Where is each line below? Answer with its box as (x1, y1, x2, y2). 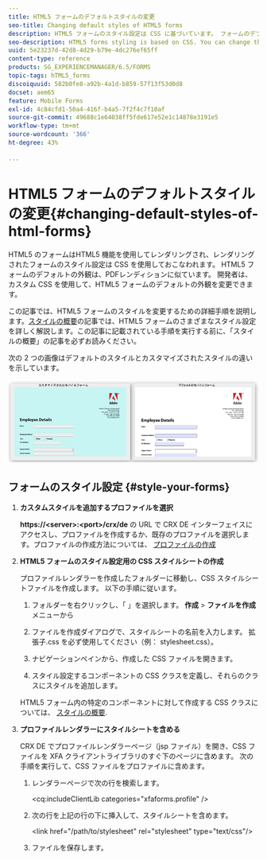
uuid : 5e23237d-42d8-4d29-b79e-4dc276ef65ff (8, 46, 158, 55)
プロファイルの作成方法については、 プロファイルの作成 (33, 539, 216, 549)
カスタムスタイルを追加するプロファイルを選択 (19, 502, 173, 512)
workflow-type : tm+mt (8, 122, 80, 130)
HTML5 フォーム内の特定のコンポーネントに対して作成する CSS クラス (19, 697, 252, 707)
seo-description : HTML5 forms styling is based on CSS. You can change (8, 38, 250, 46)
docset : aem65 (8, 88, 56, 96)
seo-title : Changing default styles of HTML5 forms (8, 21, 183, 29)
